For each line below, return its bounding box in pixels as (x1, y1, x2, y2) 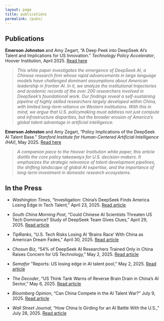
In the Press (5, 184, 42, 192)
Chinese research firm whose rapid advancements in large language (17, 73, 157, 78)
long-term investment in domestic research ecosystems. (17, 170, 131, 175)
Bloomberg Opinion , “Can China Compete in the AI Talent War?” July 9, (12, 290, 156, 296)
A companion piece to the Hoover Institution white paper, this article (17, 149, 155, 155)
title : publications (5, 12, 47, 17)
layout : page (5, 7, 32, 12)
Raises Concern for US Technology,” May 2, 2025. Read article (12, 251, 139, 257)
